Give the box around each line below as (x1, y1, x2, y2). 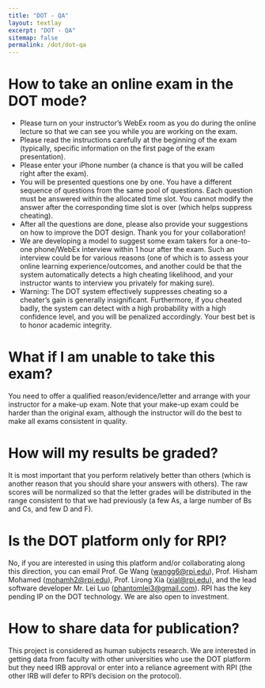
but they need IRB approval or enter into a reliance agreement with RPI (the (8, 663, 252, 672)
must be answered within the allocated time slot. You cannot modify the (19, 194, 254, 204)
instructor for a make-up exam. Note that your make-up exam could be (8, 399, 239, 409)
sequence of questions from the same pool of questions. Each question (19, 185, 253, 195)
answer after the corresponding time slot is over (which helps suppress (19, 203, 252, 212)
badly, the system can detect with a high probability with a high (19, 304, 226, 313)
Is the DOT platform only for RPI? (8, 532, 227, 550)
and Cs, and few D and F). (8, 504, 93, 514)
